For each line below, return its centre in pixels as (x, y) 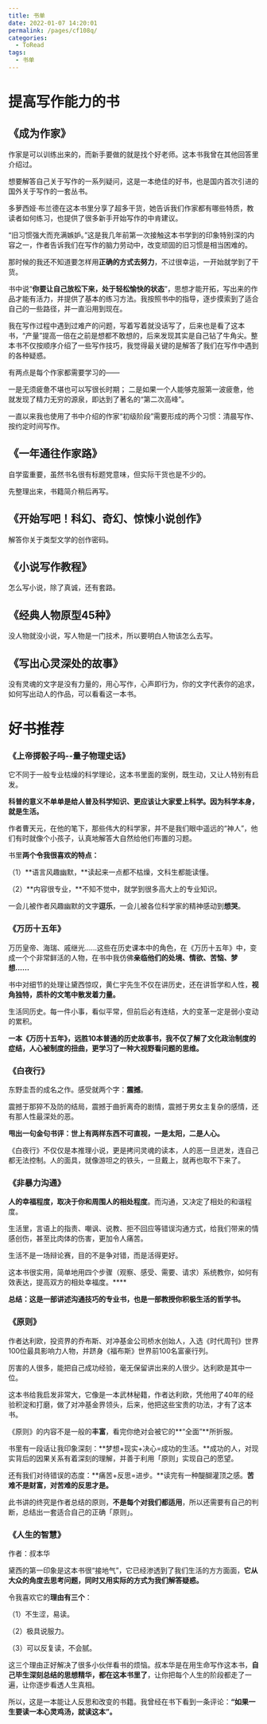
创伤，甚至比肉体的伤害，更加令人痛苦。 (81, 1238)
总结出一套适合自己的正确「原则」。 (79, 1512)
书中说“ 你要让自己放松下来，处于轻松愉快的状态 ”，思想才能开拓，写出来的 (130, 288)
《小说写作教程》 (50, 567)
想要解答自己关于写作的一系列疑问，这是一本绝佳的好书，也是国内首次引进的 (133, 181)
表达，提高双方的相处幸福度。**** (71, 1282)
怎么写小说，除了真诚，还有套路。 (64, 588)
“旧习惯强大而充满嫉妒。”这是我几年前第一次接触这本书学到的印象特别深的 (128, 235)
